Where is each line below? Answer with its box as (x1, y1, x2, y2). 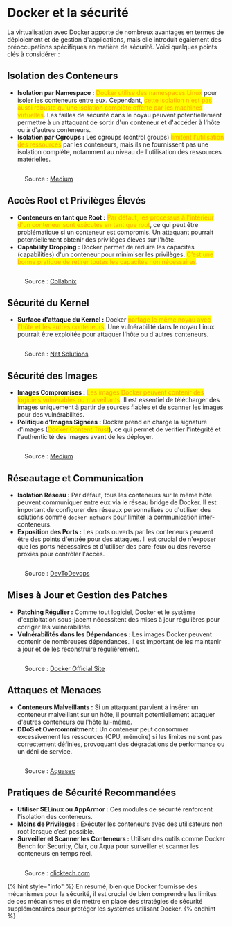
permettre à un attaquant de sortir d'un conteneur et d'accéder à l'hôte (17, 118, 220, 126)
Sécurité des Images (7, 370, 98, 381)
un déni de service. (17, 747, 73, 755)
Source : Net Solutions (24, 349, 89, 358)
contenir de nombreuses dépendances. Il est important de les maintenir (17, 637, 222, 645)
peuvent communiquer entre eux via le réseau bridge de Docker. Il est (17, 498, 217, 506)
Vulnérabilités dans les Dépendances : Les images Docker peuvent (17, 630, 213, 638)
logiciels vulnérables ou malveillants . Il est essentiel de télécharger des (17, 396, 220, 404)
